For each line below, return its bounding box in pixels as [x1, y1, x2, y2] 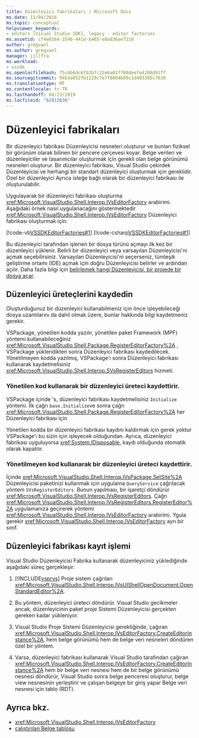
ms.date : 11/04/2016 [6, 14, 58, 20]
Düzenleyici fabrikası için [6, 414, 67, 421]
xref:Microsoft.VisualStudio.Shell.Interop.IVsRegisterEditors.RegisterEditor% [6, 498, 192, 506]
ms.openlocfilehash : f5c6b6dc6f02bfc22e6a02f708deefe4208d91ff [6, 70, 166, 76]
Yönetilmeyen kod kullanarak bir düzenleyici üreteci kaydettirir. [6, 459, 192, 468]
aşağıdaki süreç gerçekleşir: [6, 563, 75, 570]
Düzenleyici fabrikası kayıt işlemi [6, 541, 131, 551]
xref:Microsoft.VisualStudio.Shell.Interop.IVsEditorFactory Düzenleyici [6, 211, 177, 218]
